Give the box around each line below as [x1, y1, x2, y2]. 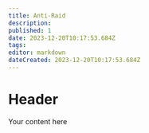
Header [8, 91, 58, 108]
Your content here [8, 116, 68, 126]
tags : [8, 41, 26, 49]
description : [8, 19, 52, 27]
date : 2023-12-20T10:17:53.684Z [8, 33, 116, 42]
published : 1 [8, 26, 52, 34]
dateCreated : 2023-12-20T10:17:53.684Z [8, 57, 141, 65]
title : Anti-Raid [8, 11, 66, 20]
